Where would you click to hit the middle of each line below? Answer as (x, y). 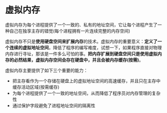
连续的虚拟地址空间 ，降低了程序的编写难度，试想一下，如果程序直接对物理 (85, 47)
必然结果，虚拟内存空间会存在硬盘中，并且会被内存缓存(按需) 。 (79, 60)
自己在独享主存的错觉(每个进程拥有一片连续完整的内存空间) (70, 31)
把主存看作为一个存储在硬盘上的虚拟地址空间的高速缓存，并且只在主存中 (86, 81)
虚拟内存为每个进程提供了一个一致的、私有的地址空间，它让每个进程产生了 (81, 25)
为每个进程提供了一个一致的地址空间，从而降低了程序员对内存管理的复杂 (86, 93)
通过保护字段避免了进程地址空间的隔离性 (54, 105)
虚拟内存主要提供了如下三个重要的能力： (46, 70)
